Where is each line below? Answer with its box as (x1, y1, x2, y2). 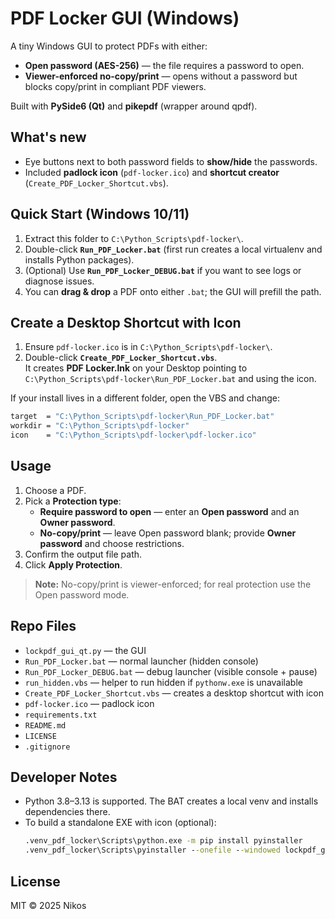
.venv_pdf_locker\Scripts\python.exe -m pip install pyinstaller (24, 836, 303, 846)
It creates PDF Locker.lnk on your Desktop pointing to (24, 362, 248, 374)
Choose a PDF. (24, 484, 87, 496)
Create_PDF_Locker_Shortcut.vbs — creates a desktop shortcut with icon (24, 687, 325, 699)
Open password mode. (34, 588, 130, 601)
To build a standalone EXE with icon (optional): (24, 817, 217, 829)
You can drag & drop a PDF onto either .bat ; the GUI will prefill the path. (24, 285, 322, 297)
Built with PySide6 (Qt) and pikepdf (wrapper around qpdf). (10, 100, 258, 112)
